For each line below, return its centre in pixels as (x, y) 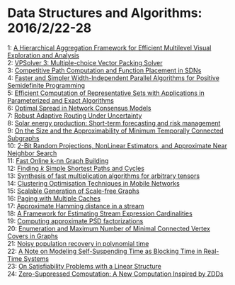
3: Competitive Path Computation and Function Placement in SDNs (104, 70)
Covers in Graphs (33, 236)
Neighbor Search (32, 153)
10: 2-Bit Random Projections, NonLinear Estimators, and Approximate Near (117, 145)
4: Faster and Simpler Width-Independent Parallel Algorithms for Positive (113, 78)
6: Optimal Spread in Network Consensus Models (79, 108)
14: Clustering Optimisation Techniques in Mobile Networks (94, 183)
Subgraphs (23, 138)
